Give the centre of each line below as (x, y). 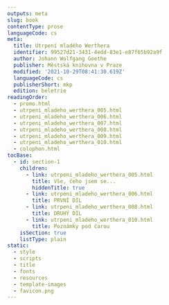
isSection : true (43, 233)
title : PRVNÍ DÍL (57, 201)
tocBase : (20, 156)
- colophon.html (37, 149)
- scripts (27, 259)
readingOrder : (28, 98)
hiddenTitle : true (59, 188)
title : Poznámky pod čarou (71, 226)
